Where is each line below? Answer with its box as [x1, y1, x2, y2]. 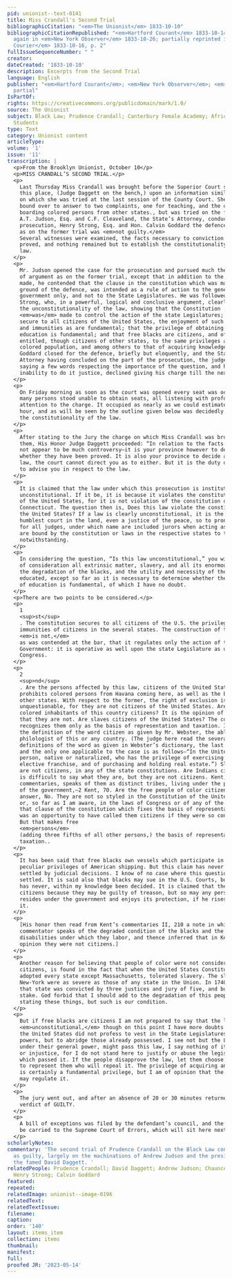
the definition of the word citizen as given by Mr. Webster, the [19, 729, 215, 736]
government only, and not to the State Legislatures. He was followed [19, 293, 227, 300]
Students [13, 119, 39, 126]
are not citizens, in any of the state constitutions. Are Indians [19, 768, 217, 774]
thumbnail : [7, 1242, 39, 1249]
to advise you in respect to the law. [19, 466, 131, 473]
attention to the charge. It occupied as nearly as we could [19, 402, 199, 409]
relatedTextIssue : [7, 1204, 60, 1211]
